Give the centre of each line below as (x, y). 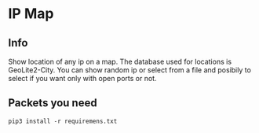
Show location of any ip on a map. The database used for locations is (120, 61)
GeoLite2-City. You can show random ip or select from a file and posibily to (129, 70)
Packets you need (53, 103)
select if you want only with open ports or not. (82, 78)
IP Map (31, 14)
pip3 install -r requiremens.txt (63, 121)
